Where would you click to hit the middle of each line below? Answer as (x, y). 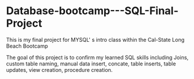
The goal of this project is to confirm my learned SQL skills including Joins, (97, 57)
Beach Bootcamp (27, 46)
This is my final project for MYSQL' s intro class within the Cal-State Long (96, 39)
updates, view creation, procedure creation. (59, 70)
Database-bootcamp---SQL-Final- (92, 11)
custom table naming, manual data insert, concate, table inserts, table (91, 64)
